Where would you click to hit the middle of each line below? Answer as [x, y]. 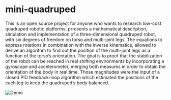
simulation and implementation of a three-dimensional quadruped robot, [81, 34]
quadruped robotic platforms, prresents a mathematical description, [76, 28]
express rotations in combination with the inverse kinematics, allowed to [81, 45]
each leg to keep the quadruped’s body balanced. [57, 83]
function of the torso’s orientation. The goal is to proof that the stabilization [84, 56]
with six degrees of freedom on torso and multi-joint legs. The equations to [84, 40]
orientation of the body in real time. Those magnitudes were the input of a [83, 72]
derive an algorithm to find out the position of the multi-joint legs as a [78, 50]
